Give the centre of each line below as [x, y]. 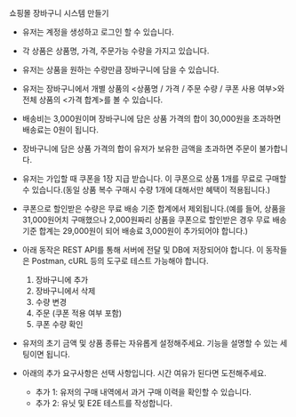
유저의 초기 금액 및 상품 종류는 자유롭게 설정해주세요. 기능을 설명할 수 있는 [150, 343]
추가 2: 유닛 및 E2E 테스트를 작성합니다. [104, 403]
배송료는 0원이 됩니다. [60, 130]
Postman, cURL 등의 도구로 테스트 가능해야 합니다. [120, 261]
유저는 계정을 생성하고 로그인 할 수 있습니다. [98, 32]
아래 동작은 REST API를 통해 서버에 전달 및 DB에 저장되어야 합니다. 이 [143, 250]
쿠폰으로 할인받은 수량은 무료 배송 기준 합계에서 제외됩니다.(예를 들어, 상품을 [154, 208]
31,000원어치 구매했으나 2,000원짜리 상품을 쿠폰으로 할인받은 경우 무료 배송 [154, 220]
